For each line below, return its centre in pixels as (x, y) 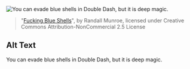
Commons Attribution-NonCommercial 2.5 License (83, 27)
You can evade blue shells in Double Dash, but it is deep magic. (84, 60)
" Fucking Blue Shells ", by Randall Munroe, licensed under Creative (102, 20)
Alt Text (21, 45)
